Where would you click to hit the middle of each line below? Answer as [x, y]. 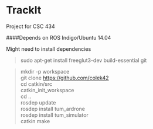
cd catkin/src [36, 84]
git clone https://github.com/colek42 [64, 78]
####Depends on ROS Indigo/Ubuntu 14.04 [59, 37]
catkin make [35, 121]
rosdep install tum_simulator [55, 115]
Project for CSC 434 [30, 26]
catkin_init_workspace [47, 90]
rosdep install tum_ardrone [52, 109]
